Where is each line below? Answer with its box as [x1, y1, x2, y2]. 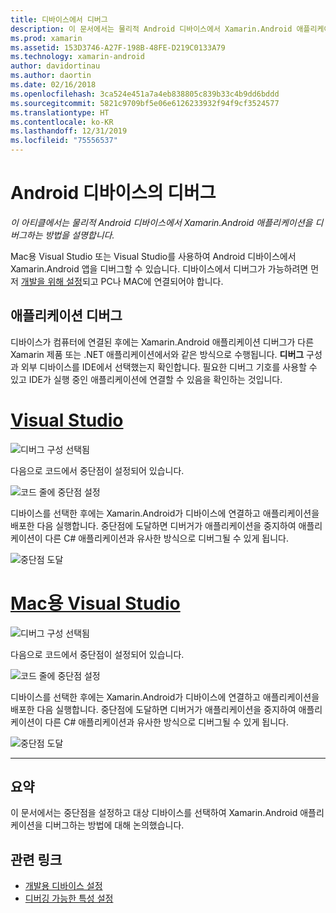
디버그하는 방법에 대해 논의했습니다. [44, 819, 185, 831]
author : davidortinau [10, 61, 101, 71]
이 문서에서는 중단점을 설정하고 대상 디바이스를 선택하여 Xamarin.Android [10, 807, 298, 819]
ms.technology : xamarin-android [10, 52, 145, 62]
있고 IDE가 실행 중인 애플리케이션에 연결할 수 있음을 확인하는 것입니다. [10, 373, 283, 385]
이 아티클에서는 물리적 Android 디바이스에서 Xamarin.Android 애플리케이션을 [10, 216, 313, 228]
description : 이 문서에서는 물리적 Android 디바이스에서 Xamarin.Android [10, 24, 293, 34]
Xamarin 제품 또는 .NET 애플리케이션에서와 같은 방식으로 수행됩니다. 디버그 [10, 348, 305, 360]
